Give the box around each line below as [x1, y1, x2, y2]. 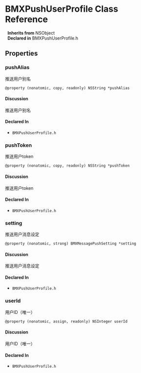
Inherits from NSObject [7, 30, 55, 36]
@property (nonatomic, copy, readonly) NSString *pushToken [5, 163, 130, 168]
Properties [5, 49, 38, 58]
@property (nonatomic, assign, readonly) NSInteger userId [5, 319, 128, 324]
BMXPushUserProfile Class [5, 3, 119, 15]
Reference [5, 14, 48, 25]
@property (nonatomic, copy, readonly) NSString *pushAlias [5, 86, 130, 90]
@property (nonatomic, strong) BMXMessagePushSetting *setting [5, 241, 137, 246]
